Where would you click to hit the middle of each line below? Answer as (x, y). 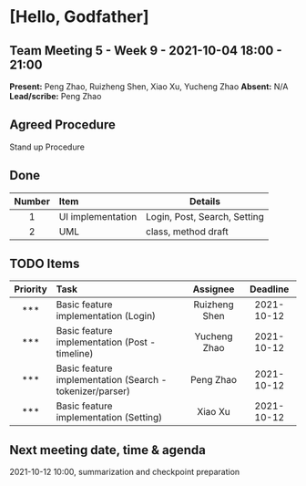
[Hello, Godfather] (79, 17)
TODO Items (45, 264)
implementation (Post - (106, 342)
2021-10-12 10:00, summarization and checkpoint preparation (125, 472)
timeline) (75, 354)
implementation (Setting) (109, 418)
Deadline (270, 289)
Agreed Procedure (62, 125)
